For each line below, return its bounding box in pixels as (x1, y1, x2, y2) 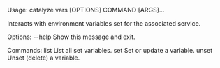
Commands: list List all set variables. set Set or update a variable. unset (7, 46, 213, 54)
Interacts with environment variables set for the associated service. (7, 19, 201, 27)
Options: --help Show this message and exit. (7, 33, 135, 41)
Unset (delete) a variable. (7, 53, 80, 62)
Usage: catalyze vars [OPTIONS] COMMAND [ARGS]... (7, 6, 165, 14)
